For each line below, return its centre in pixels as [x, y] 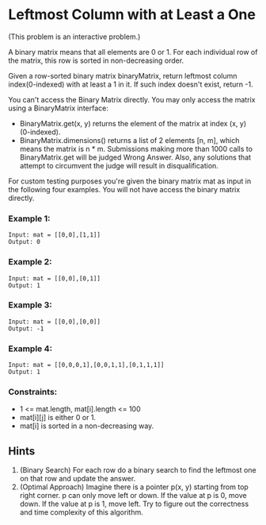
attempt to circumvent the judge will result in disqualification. [119, 165]
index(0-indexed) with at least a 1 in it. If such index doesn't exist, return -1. [131, 84]
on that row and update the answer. [78, 479]
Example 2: [30, 262]
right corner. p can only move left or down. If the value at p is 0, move [133, 496]
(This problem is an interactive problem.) [74, 37]
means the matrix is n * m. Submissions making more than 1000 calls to [136, 149]
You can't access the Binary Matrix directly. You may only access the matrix [132, 99]
